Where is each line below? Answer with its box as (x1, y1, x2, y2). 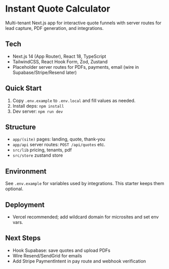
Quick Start (5, 84, 42, 93)
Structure (5, 122, 36, 131)
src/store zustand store (12, 152, 63, 158)
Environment (5, 167, 47, 175)
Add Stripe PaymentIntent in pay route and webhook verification (12, 258, 146, 264)
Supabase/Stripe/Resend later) (12, 69, 77, 75)
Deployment (5, 200, 45, 209)
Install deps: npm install (12, 103, 64, 109)
